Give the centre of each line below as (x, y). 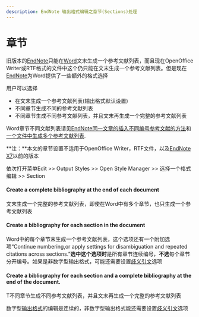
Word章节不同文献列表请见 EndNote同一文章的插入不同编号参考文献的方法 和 (99, 128)
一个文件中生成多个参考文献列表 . (46, 136)
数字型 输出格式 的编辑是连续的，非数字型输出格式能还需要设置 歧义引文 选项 (97, 308)
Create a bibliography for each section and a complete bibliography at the (99, 275)
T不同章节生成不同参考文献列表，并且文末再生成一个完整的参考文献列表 (94, 296)
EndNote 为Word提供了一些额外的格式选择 (57, 76)
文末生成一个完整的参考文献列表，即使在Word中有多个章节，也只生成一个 (96, 203)
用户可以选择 (22, 88)
